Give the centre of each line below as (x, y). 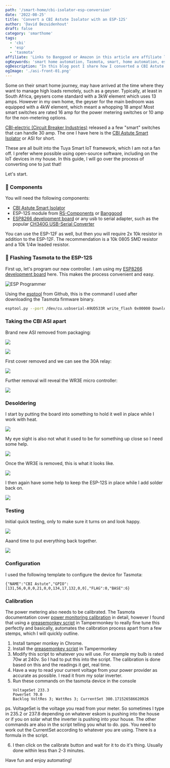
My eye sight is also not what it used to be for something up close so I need (84, 439)
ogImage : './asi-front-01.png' (38, 71)
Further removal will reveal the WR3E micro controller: (61, 380)
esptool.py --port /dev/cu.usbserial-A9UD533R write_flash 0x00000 (78, 308)
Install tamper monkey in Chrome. (48, 643)
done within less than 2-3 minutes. (49, 750)
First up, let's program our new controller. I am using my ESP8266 (74, 269)
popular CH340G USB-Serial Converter (53, 224)
